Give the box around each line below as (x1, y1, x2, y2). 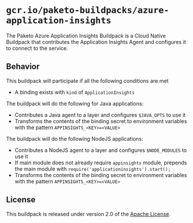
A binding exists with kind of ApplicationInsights (14, 89, 135, 96)
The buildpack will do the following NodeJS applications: (6, 135, 144, 142)
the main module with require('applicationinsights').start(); (14, 165, 171, 172)
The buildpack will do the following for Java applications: (6, 100, 144, 107)
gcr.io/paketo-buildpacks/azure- (6, 5, 170, 16)
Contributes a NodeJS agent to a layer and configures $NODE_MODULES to (14, 146, 187, 154)
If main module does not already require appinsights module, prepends (14, 159, 187, 166)
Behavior (6, 62, 40, 72)
